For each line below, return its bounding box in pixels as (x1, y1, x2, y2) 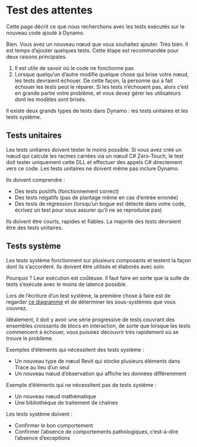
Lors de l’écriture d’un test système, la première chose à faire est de (6, 292, 171, 299)
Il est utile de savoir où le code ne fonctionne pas (14, 64, 134, 71)
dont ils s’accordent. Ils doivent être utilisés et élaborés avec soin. (6, 263, 166, 270)
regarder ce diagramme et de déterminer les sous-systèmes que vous (6, 298, 176, 305)
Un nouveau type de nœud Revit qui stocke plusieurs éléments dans (14, 357, 181, 365)
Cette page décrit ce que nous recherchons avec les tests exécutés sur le (6, 23, 185, 30)
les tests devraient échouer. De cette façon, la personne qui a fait (14, 77, 173, 84)
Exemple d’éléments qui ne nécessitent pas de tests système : (6, 381, 157, 388)
